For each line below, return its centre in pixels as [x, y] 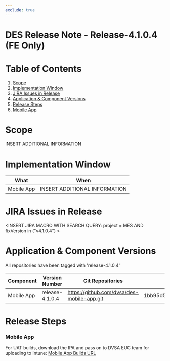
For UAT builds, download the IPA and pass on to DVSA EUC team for [77, 348]
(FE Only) [25, 45]
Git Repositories [103, 281]
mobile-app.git [86, 298]
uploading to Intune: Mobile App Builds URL [51, 353]
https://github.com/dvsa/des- [103, 292]
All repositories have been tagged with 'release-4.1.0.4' [63, 265]
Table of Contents [44, 69]
